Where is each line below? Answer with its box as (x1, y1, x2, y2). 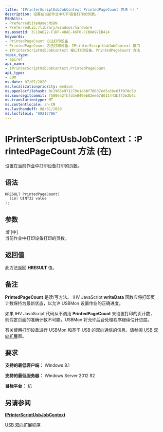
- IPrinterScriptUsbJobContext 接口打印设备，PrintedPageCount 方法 (5, 48, 140, 53)
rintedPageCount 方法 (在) (5, 145, 112, 157)
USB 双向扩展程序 (5, 422, 41, 428)
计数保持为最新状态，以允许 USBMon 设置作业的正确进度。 (5, 300, 123, 306)
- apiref (5, 57, 23, 62)
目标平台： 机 (5, 383, 32, 389)
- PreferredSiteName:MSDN (5, 20, 57, 26)
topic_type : (5, 52, 29, 57)
